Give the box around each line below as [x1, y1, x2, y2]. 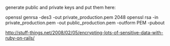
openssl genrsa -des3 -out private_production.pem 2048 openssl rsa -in [5, 14, 159, 20]
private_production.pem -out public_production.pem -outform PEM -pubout [5, 20, 165, 26]
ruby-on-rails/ [5, 35, 35, 41]
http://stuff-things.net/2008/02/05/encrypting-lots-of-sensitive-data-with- [5, 30, 163, 35]
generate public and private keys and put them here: [5, 5, 116, 10]
